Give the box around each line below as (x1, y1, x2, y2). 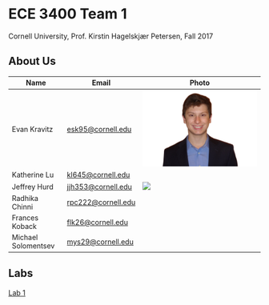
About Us (8, 54, 56, 68)
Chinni (11, 202, 34, 211)
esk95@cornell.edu (66, 124, 132, 134)
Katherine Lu (11, 170, 54, 180)
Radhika (11, 193, 38, 203)
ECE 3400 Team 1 (8, 5, 127, 23)
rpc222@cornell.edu (66, 198, 136, 207)
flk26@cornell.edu (66, 217, 128, 227)
